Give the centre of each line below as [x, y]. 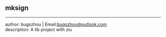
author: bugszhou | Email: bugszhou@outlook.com [56, 24]
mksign [17, 8]
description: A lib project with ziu [39, 29]
